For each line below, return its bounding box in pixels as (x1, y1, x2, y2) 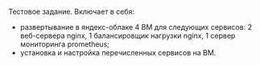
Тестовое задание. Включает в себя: (8, 7, 135, 16)
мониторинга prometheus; (19, 39, 110, 49)
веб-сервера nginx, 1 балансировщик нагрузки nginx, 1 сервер (19, 31, 236, 40)
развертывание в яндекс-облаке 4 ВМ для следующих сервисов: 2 (19, 22, 252, 31)
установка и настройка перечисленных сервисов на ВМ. (19, 48, 217, 57)
